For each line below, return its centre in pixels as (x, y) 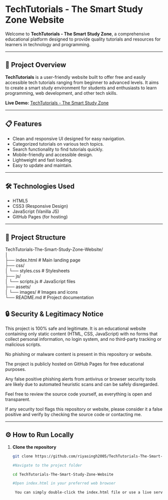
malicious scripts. (23, 344)
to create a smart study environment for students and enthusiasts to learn (81, 88)
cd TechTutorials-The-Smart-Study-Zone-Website (63, 474)
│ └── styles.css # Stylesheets (37, 271)
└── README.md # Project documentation (49, 298)
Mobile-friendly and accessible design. (53, 155)
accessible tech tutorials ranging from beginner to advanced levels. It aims (82, 82)
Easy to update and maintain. (42, 165)
